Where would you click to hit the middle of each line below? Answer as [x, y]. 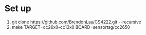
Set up [18, 9]
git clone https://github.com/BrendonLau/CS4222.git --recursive [76, 22]
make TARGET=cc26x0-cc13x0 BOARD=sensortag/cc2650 [71, 27]
